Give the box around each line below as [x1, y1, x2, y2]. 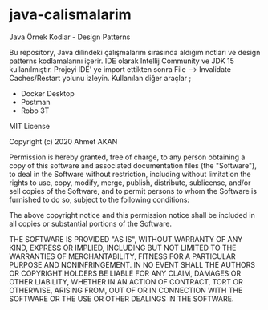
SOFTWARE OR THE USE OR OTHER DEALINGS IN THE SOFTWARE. [9, 294, 234, 304]
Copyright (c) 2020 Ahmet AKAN [9, 136, 118, 146]
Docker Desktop [20, 88, 75, 98]
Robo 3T [20, 106, 50, 115]
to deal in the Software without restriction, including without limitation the [9, 169, 251, 179]
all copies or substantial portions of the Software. [9, 219, 172, 228]
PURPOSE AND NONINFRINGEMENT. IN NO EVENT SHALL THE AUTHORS [9, 260, 256, 269]
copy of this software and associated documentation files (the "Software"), [9, 160, 258, 170]
